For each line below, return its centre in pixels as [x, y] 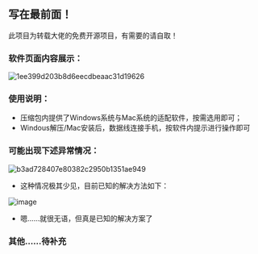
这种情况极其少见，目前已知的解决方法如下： [94, 185]
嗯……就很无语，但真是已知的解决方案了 [86, 218]
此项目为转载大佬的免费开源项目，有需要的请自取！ [93, 35]
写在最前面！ [40, 15]
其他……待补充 [37, 241]
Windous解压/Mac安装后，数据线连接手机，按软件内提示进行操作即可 [135, 128]
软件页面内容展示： [46, 58]
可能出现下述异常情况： [54, 151]
